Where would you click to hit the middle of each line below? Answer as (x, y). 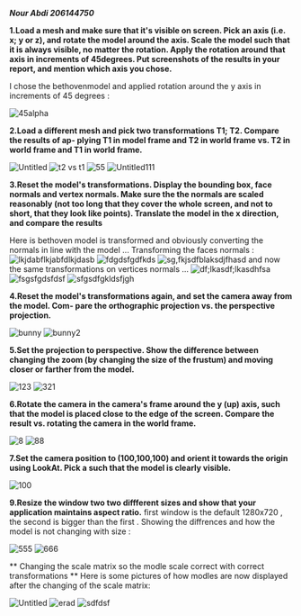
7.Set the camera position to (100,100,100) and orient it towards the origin (149, 458)
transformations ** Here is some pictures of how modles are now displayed (149, 576)
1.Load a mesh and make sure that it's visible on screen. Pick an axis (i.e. (147, 30)
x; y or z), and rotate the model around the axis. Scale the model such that (150, 40)
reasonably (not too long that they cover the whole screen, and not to (141, 204)
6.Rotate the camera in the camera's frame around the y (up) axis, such (145, 404)
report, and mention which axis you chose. (91, 68)
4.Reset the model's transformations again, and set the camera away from (151, 296)
